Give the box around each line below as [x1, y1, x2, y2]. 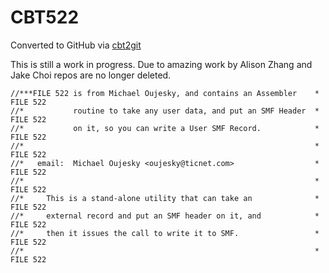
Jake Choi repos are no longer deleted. [10, 69, 172, 81]
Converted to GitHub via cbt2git [10, 39, 142, 51]
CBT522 [10, 6, 80, 29]
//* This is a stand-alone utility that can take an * [10, 193, 320, 203]
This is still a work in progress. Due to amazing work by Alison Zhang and [10, 58, 313, 70]
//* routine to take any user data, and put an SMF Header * [10, 106, 320, 116]
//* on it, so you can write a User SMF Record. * [10, 123, 320, 133]
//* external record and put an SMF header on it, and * [10, 211, 320, 221]
